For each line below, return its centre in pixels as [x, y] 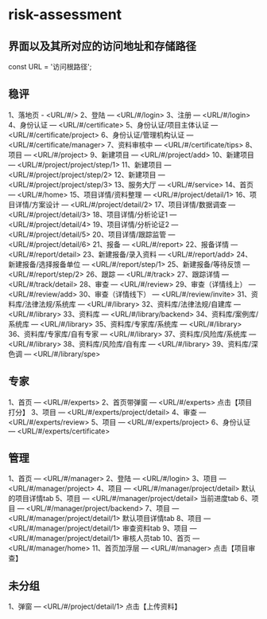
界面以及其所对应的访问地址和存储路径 [102, 46]
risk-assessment [65, 15]
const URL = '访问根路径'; [50, 67]
